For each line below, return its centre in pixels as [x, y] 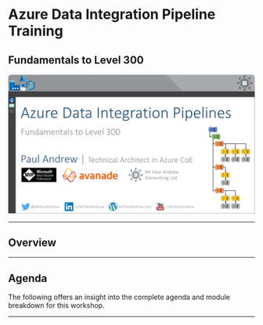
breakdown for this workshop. [56, 305]
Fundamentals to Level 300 [76, 60]
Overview [32, 242]
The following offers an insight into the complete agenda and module [119, 297]
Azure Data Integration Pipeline [112, 14]
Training [36, 31]
